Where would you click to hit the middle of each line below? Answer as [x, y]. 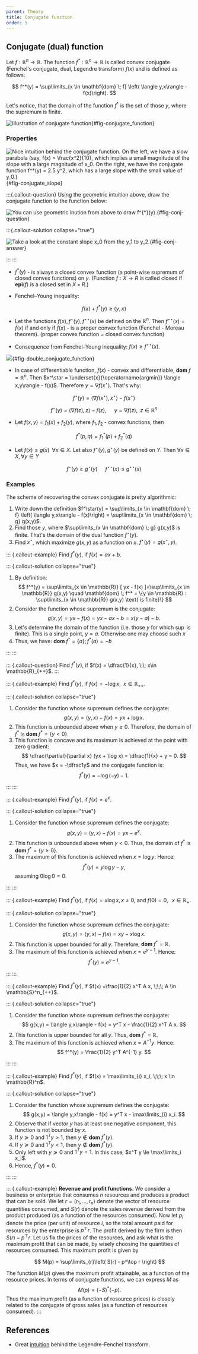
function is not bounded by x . [51, 1130]
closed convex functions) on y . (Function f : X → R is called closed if [98, 278]
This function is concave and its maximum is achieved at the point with [101, 741]
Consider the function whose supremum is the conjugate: [85, 609]
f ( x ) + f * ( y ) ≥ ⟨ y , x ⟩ [104, 308]
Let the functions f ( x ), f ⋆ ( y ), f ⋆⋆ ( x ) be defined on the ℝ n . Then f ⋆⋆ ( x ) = [100, 320]
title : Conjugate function [39, 17]
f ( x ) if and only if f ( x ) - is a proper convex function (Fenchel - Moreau [100, 328]
